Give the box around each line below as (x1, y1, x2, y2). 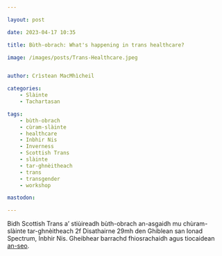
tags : (7, 111, 23, 118)
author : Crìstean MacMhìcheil (7, 72, 95, 80)
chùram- (182, 220, 208, 228)
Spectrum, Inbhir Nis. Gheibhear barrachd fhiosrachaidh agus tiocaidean (7, 234, 215, 243)
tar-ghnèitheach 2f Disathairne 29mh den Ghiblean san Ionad (27, 227, 203, 235)
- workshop (19, 182, 51, 189)
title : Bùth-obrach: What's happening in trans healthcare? (7, 41, 185, 49)
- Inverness (19, 143, 54, 150)
